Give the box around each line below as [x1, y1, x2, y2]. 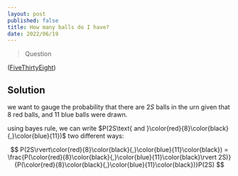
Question [24, 50, 52, 58]
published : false [7, 17, 59, 24]
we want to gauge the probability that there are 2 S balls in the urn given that [7, 103, 230, 111]
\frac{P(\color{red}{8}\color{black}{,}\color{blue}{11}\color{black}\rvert [7, 153, 217, 162]
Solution [7, 84, 45, 96]
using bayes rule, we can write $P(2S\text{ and [7, 124, 146, 133]
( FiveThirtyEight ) [7, 63, 56, 72]
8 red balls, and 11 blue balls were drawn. [7, 111, 128, 119]
